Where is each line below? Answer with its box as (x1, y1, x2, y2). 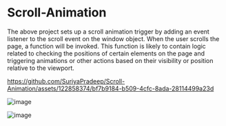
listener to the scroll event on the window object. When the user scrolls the (7, 34, 220, 42)
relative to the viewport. (7, 64, 74, 72)
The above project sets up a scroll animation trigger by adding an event (7, 27, 210, 36)
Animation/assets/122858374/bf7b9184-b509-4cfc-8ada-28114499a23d (7, 84, 214, 92)
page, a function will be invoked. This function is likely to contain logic (7, 42, 207, 50)
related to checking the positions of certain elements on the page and (7, 49, 205, 58)
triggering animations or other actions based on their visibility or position (7, 56, 214, 64)
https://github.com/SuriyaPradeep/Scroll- (7, 77, 125, 85)
